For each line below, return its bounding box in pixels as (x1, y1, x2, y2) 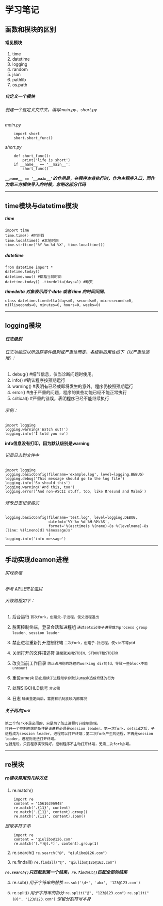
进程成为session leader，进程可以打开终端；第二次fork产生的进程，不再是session (5, 732, 154, 736)
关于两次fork (5, 707, 31, 713)
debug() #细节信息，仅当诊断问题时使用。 (12, 371, 96, 377)
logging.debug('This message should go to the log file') (5, 477, 125, 481)
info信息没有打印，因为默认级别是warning (5, 440, 90, 446)
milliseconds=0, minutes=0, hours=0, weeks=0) (5, 302, 101, 308)
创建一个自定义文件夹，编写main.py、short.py (5, 106, 98, 112)
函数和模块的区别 (5, 25, 56, 34)
